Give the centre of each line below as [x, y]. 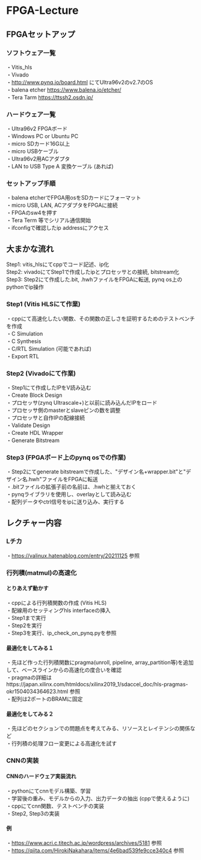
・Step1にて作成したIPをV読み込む [49, 387]
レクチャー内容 [34, 523]
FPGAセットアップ [41, 34]
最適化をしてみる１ [30, 648]
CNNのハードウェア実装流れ [41, 776]
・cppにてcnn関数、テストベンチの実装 [55, 806]
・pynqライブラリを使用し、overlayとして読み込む [69, 495]
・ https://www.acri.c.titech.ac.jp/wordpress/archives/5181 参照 [84, 843]
